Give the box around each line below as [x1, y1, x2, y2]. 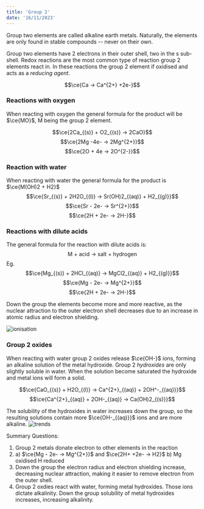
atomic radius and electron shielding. [6, 313, 99, 321]
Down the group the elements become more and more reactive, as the [6, 301, 183, 308]
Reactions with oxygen [6, 96, 76, 104]
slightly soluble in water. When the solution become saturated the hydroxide [6, 367, 197, 375]
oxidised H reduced [15, 456, 65, 464]
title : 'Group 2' [6, 9, 51, 15]
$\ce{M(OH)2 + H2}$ [6, 183, 60, 191]
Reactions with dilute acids [6, 227, 88, 236]
